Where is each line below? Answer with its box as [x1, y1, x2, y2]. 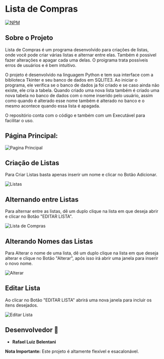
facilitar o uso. [5, 117, 34, 123]
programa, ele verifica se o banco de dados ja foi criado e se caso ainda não [5, 82, 160, 88]
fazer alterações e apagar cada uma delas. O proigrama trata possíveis [5, 57, 148, 63]
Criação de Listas [5, 159, 60, 167]
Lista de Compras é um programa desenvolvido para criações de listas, [5, 46, 149, 52]
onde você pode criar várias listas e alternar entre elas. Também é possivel [5, 52, 157, 58]
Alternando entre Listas [5, 195, 79, 204]
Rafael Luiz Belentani [12, 338, 56, 345]
